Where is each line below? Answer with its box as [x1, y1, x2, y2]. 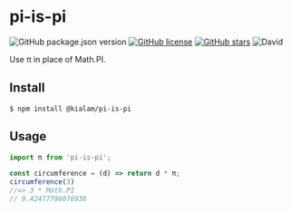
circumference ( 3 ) [9, 178, 75, 187]
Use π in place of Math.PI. [9, 53, 106, 64]
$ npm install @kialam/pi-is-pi [9, 104, 131, 113]
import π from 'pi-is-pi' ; [9, 152, 112, 162]
